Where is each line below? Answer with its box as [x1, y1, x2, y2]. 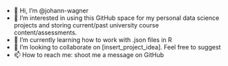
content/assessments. [13, 28, 77, 36]
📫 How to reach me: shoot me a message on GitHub [13, 51, 164, 58]
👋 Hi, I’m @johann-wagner [13, 7, 89, 14]
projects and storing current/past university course [13, 21, 159, 29]
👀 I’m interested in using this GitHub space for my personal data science [13, 14, 220, 22]
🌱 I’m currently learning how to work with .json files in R [13, 36, 173, 44]
